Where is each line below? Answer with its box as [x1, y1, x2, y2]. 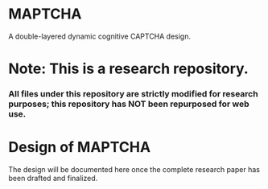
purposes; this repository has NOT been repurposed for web [8, 98, 249, 109]
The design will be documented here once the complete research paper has [8, 164, 260, 174]
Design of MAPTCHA [8, 138, 151, 157]
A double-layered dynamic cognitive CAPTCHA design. [8, 31, 192, 41]
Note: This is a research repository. [8, 60, 249, 78]
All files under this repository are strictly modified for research [8, 88, 259, 100]
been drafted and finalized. [8, 173, 98, 183]
